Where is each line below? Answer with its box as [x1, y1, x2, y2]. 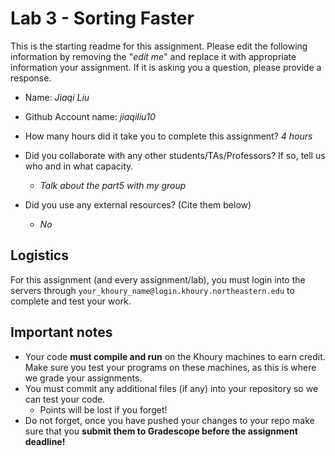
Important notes [10, 324, 113, 341]
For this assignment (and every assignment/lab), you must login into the [10, 273, 306, 286]
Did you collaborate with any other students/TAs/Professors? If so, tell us [24, 149, 326, 161]
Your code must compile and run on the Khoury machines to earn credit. [24, 350, 326, 362]
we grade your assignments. [24, 372, 143, 384]
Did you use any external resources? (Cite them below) [24, 198, 252, 211]
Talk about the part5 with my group [39, 179, 187, 191]
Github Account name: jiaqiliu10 [24, 110, 156, 122]
